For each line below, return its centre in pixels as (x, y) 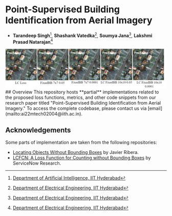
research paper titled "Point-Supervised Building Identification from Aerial (83, 103)
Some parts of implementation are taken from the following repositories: (81, 143)
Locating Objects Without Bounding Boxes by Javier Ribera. (76, 152)
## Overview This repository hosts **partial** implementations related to (82, 92)
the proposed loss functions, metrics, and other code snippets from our (81, 97)
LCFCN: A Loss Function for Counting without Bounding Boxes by (82, 158)
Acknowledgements (38, 130)
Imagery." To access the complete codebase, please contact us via (76, 108)
